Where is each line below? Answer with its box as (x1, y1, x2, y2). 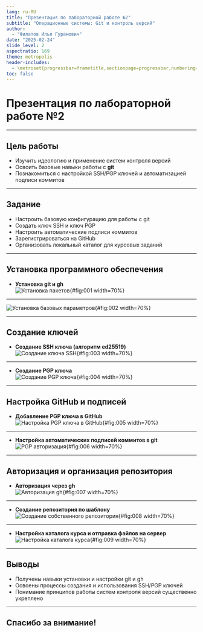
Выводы (6, 559, 39, 570)
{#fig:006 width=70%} (66, 443, 123, 450)
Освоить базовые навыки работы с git (14, 164, 115, 170)
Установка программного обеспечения (6, 264, 163, 275)
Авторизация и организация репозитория (6, 466, 173, 476)
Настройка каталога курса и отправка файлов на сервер (14, 530, 167, 537)
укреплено (14, 595, 43, 602)
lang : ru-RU (6, 8, 36, 15)
